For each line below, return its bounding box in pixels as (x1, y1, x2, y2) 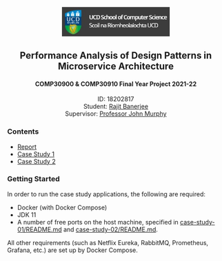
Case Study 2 (17, 157, 57, 165)
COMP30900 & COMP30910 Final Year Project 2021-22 (34, 79, 197, 88)
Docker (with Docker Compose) (17, 203, 108, 211)
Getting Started (7, 174, 60, 184)
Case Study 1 (17, 149, 55, 158)
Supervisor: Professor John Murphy (65, 109, 167, 118)
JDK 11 (17, 210, 37, 219)
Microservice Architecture (57, 61, 174, 72)
